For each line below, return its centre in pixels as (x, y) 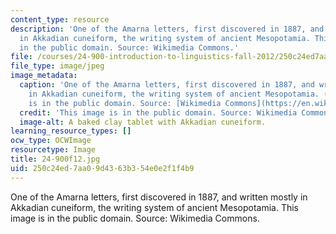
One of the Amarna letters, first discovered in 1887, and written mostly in (159, 197)
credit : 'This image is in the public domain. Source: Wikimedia (158, 112)
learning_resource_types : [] (71, 131)
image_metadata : (44, 76)
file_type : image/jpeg (57, 66)
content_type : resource (60, 19)
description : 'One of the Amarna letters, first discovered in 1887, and (167, 29)
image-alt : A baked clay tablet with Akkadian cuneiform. (143, 122)
